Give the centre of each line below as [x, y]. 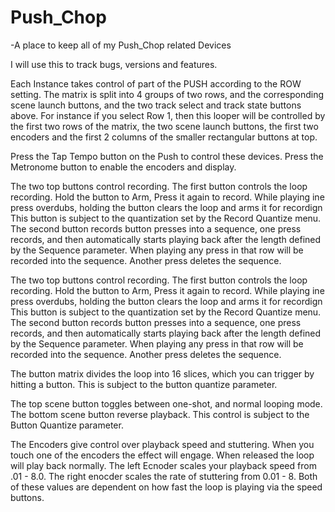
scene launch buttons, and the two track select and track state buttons [156, 105]
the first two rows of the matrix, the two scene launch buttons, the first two [164, 126]
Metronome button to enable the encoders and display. [123, 167]
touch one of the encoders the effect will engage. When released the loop [162, 455]
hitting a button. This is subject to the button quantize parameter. [144, 384]
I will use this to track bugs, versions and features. [114, 64]
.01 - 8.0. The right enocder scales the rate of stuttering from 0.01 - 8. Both [164, 476]
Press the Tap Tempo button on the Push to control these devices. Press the [167, 156]
